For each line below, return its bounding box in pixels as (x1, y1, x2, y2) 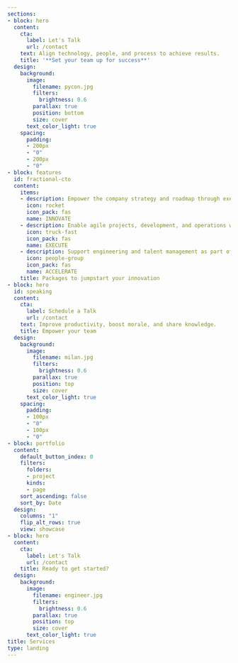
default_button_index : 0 (20, 453, 93, 460)
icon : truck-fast (25, 228, 78, 235)
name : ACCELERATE (25, 268, 78, 275)
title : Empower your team (20, 328, 97, 335)
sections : (7, 10, 37, 18)
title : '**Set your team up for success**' (20, 57, 151, 64)
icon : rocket (25, 202, 65, 210)
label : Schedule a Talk (25, 308, 97, 315)
